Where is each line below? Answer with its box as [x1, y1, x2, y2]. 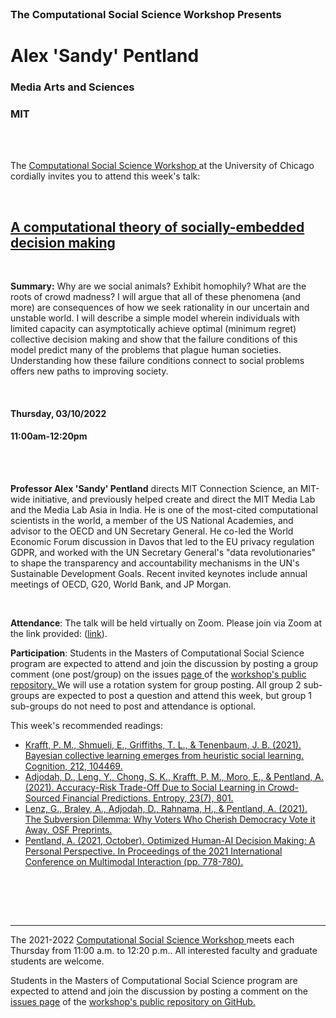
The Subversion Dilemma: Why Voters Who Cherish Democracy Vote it [24, 813, 316, 825]
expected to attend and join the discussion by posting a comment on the [10, 985, 308, 997]
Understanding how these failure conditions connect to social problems [10, 355, 305, 367]
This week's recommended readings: [10, 719, 164, 731]
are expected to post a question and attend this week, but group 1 [41, 689, 313, 701]
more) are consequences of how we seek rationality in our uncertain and [10, 302, 310, 314]
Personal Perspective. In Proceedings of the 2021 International [24, 845, 283, 857]
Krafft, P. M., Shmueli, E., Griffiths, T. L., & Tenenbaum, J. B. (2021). [24, 738, 302, 751]
